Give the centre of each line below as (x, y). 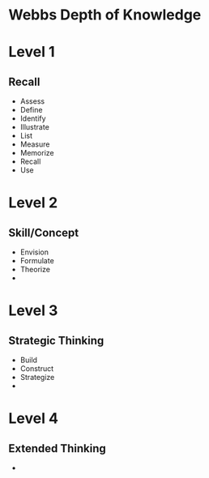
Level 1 (32, 52)
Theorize (35, 270)
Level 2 (33, 203)
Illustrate (35, 127)
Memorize (37, 153)
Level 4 (34, 418)
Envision (34, 252)
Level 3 (33, 311)
